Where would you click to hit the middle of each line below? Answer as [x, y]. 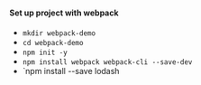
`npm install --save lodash [71, 71]
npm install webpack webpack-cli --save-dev [107, 62]
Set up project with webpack [64, 13]
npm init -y [45, 53]
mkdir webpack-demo [59, 33]
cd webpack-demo [53, 43]
